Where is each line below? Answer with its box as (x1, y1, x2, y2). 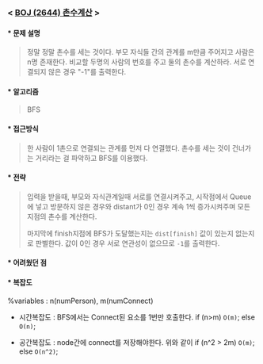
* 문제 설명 (7, 28, 40, 37)
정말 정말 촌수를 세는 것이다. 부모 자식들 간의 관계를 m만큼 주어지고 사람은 (26, 48, 255, 57)
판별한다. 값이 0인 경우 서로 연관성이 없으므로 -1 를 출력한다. (35, 238, 220, 247)
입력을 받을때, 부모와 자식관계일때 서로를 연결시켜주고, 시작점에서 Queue (26, 192, 252, 201)
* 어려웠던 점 (7, 258, 47, 267)
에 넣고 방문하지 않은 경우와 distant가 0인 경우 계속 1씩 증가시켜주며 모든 (26, 201, 251, 211)
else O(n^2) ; (18, 347, 59, 356)
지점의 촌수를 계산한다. (26, 212, 97, 221)
